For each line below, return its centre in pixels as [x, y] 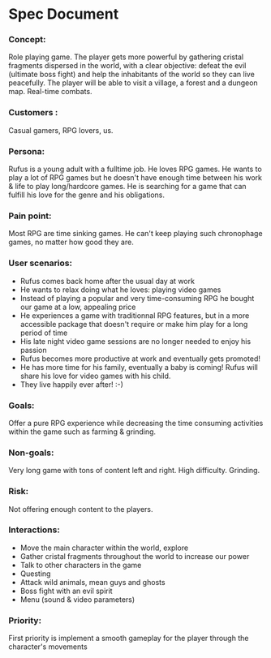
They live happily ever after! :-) [72, 384]
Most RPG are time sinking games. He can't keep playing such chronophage [135, 234]
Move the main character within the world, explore [104, 548]
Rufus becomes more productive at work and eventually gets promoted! [140, 359]
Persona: [27, 151]
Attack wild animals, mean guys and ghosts [92, 582]
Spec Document [64, 14]
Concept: [27, 40]
